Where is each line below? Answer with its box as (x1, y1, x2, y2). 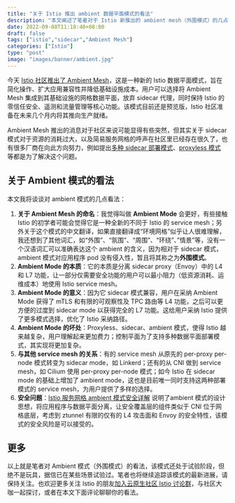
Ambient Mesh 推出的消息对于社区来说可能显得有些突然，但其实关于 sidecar (7, 125, 227, 134)
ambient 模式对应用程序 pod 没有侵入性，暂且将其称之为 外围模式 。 (17, 253, 211, 261)
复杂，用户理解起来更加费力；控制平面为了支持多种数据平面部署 (29, 332, 214, 340)
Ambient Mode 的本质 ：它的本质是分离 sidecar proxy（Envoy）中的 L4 (17, 262, 223, 270)
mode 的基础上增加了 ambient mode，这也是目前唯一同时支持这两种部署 (17, 375, 226, 384)
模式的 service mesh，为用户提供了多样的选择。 (17, 385, 157, 393)
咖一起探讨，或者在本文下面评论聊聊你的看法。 (7, 488, 142, 497)
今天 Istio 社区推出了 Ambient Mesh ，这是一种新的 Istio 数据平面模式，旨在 (7, 76, 223, 84)
